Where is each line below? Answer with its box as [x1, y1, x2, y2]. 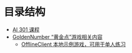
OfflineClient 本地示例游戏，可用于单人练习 [21, 41, 126, 48]
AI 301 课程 [12, 26, 40, 33]
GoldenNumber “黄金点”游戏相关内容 [12, 33, 103, 40]
